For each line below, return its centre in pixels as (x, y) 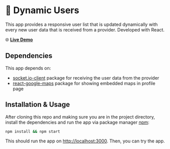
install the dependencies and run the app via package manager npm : (77, 122)
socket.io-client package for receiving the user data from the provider (86, 78)
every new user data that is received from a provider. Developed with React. (85, 29)
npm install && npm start (33, 131)
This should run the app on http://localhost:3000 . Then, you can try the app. (85, 141)
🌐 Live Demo (19, 40)
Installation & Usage (38, 105)
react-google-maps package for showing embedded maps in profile (84, 83)
